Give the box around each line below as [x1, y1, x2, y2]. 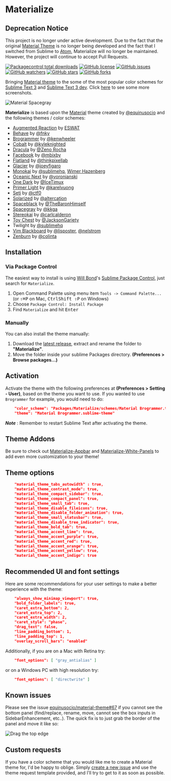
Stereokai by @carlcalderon [12, 212, 71, 217]
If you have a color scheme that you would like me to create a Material [5, 759, 153, 765]
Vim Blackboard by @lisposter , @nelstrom [12, 228, 101, 234]
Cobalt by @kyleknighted [12, 141, 66, 147]
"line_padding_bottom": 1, [14, 629, 72, 635]
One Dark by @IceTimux [12, 179, 64, 185]
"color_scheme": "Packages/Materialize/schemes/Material [14, 406, 138, 411]
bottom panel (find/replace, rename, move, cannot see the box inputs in [5, 710, 156, 716]
